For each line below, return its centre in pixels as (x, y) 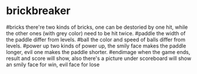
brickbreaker (38, 11)
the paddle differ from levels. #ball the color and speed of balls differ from (96, 39)
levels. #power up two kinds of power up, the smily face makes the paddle (96, 46)
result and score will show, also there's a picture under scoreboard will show (99, 58)
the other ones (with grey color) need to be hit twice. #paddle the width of (96, 33)
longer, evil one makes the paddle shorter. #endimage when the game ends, (98, 52)
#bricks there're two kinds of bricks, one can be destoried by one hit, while (97, 27)
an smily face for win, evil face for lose (53, 64)
